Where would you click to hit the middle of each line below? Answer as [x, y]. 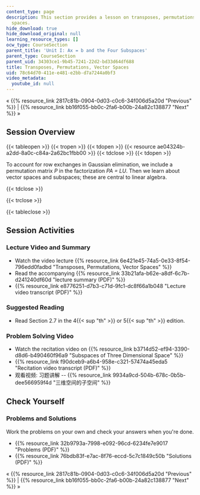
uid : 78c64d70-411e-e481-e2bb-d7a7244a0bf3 [61, 73]
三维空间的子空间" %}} [83, 383]
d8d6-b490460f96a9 [41, 355]
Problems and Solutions [41, 419]
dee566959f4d [33, 383]
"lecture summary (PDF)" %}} [89, 279]
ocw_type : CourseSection [37, 45]
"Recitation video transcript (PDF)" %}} [63, 368]
